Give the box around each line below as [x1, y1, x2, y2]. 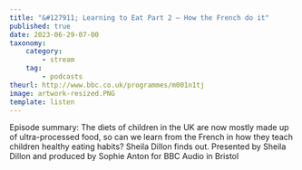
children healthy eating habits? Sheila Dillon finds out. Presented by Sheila [9, 141, 287, 152]
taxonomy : [9, 38, 47, 48]
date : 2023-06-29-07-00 [9, 30, 100, 39]
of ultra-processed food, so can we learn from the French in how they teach [9, 132, 293, 143]
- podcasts [42, 72, 83, 81]
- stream [42, 55, 75, 64]
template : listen [9, 97, 75, 107]
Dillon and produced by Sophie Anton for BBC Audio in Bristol [9, 151, 239, 162]
